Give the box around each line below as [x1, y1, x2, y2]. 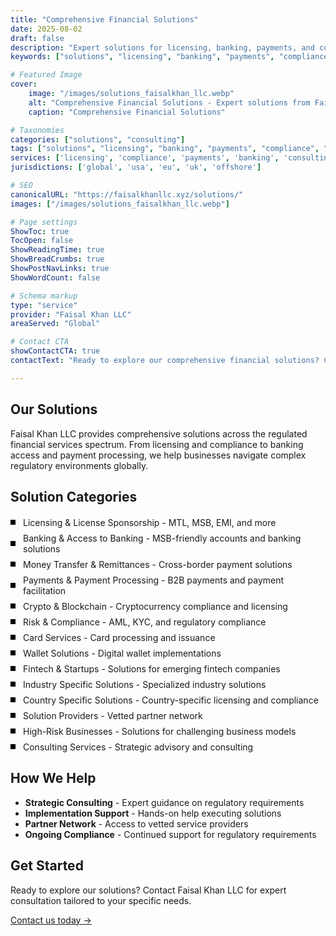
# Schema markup [10, 291, 78, 301]
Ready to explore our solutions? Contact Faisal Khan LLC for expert [10, 884, 287, 896]
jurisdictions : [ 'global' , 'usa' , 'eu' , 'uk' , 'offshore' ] [10, 162, 262, 173]
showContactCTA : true [10, 346, 101, 356]
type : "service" [10, 300, 78, 310]
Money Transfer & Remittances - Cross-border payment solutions [23, 558, 293, 570]
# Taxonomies [10, 125, 65, 135]
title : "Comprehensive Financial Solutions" [10, 14, 199, 25]
